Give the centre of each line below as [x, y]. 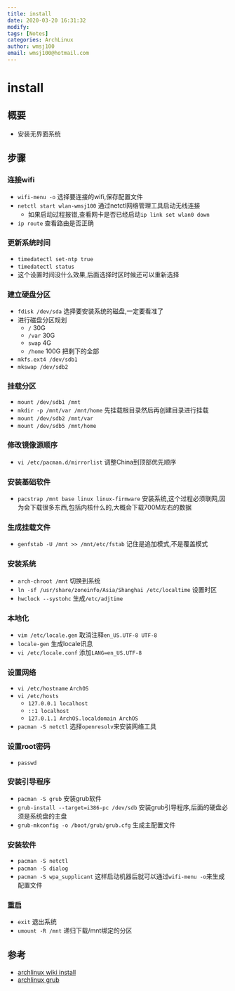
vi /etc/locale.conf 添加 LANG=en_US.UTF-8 [80, 652]
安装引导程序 [29, 782]
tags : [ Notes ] [28, 33]
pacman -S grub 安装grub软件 [59, 798]
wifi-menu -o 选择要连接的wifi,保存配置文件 [80, 196]
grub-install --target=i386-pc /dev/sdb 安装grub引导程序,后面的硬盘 [120, 807]
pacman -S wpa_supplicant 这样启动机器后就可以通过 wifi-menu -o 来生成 [121, 876]
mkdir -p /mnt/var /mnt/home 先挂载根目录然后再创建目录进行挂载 [113, 410]
